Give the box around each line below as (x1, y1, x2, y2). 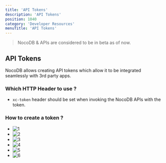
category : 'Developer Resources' (5, 21, 75, 26)
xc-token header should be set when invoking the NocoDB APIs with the (12, 96, 161, 102)
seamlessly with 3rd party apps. (5, 72, 71, 78)
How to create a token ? (5, 114, 63, 121)
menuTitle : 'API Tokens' (5, 26, 57, 31)
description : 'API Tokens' (5, 12, 61, 17)
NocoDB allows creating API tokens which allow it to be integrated (5, 67, 141, 73)
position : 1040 (5, 16, 37, 21)
